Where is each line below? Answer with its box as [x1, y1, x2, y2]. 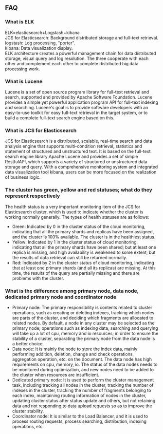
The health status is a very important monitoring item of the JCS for [5, 204, 141, 209]
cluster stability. [12, 408, 44, 414]
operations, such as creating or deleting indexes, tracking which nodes [12, 309, 155, 316]
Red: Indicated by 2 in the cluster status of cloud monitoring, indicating [12, 260, 154, 265]
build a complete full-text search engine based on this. [5, 114, 115, 121]
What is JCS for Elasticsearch [5, 127, 77, 133]
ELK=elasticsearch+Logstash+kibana [5, 29, 80, 36]
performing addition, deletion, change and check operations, [12, 351, 134, 357]
